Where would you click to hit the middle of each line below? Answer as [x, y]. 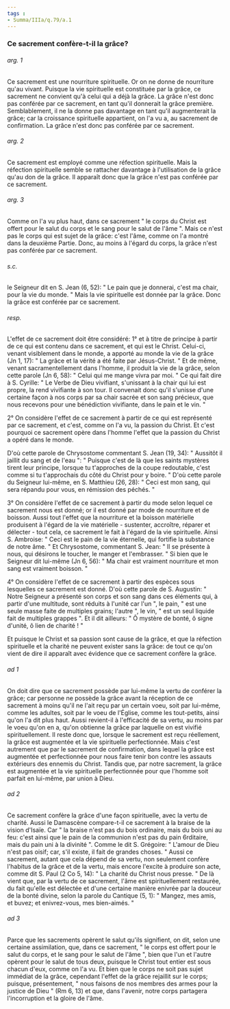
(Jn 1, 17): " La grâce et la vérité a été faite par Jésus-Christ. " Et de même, [112, 361]
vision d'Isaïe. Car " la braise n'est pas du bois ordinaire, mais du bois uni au [115, 830]
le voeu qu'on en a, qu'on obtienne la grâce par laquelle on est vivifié [104, 727]
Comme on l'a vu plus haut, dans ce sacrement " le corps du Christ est [107, 221]
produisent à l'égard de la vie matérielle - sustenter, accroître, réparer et [109, 525]
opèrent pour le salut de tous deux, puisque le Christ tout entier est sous [109, 962]
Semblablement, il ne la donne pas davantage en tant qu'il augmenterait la [112, 111]
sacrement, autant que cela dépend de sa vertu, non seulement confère [108, 859]
